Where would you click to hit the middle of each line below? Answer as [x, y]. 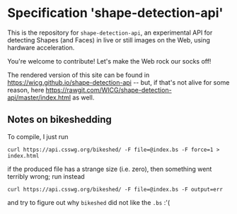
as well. [83, 97]
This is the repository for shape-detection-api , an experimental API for [110, 32]
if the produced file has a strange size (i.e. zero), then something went [110, 169]
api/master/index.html [39, 97]
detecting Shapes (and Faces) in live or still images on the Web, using [109, 40]
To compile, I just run [38, 136]
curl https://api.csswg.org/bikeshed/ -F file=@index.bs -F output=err [115, 189]
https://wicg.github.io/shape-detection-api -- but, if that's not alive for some [118, 82]
